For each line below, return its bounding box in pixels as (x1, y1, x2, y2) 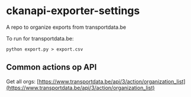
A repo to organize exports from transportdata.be (6, 24, 127, 31)
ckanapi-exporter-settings (6, 4, 140, 18)
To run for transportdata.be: (6, 35, 74, 42)
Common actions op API (6, 62, 97, 72)
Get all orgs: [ (6, 78, 40, 85)
